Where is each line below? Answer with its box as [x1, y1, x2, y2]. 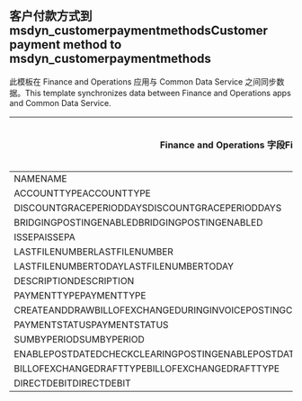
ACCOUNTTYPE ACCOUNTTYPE [13, 187, 151, 200]
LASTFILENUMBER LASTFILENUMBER [13, 245, 173, 258]
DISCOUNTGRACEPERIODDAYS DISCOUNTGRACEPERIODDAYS [13, 201, 282, 214]
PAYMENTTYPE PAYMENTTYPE [13, 289, 147, 301]
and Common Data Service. [9, 97, 111, 108]
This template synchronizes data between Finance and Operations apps [25, 87, 292, 98]
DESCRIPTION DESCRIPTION [13, 274, 135, 287]
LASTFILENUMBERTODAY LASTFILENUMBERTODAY [13, 260, 235, 272]
